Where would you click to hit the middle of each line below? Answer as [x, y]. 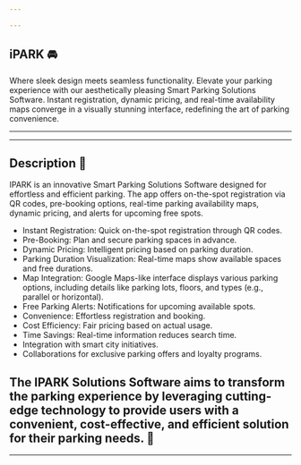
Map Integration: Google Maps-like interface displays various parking [150, 278]
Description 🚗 [48, 163]
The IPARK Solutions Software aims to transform [147, 382]
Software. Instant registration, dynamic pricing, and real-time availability [142, 99]
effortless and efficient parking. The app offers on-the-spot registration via [147, 194]
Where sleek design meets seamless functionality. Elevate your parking [141, 80]
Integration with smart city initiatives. [90, 344]
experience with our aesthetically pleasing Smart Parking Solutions [133, 89]
